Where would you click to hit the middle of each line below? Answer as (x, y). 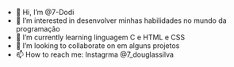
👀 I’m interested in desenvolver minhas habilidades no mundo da (121, 20)
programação (38, 29)
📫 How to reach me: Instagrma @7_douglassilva (95, 54)
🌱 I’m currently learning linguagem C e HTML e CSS (100, 37)
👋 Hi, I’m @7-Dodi (45, 12)
